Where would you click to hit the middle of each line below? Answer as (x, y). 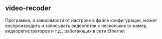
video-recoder (28, 8)
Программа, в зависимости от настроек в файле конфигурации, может (81, 20)
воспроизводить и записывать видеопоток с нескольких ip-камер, (77, 25)
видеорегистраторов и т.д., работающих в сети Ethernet (65, 31)
